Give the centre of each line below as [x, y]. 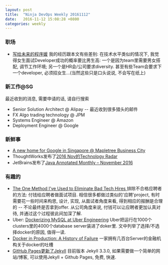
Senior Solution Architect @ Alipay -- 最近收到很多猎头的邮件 [75, 109]
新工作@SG [19, 87]
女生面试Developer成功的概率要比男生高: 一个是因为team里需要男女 [86, 60]
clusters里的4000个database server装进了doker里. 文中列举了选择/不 [84, 226]
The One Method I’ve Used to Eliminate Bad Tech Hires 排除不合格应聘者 [87, 189]
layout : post [19, 10]
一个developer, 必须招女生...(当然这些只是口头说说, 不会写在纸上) [79, 72]
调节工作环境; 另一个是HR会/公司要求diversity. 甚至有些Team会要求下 [90, 66]
